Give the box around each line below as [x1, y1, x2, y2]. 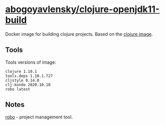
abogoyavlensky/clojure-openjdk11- [5, 4, 160, 15]
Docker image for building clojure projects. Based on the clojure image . [5, 31, 153, 37]
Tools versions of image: [5, 59, 57, 65]
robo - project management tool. [5, 114, 73, 120]
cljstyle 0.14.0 [5, 77, 39, 83]
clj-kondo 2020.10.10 [5, 82, 51, 87]
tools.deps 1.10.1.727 [5, 73, 53, 78]
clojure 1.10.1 [5, 69, 37, 74]
